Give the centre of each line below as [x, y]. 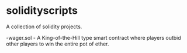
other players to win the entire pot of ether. [58, 44]
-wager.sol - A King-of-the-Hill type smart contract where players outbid [93, 37]
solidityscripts [42, 11]
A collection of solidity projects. [44, 26]
